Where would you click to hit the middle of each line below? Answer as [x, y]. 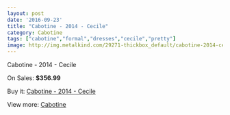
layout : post [26, 13]
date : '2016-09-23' [35, 20]
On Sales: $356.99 [34, 78]
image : [16, 45]
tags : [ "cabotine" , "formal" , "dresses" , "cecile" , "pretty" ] [91, 39]
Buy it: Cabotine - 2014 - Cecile [51, 91]
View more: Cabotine [37, 104]
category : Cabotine [35, 33]
